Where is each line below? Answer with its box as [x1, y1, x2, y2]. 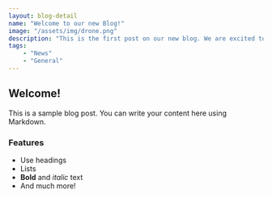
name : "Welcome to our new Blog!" [8, 19, 125, 27]
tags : [8, 42, 27, 50]
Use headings [19, 155, 67, 165]
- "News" [23, 49, 53, 57]
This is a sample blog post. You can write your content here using [8, 108, 227, 118]
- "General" [23, 57, 63, 65]
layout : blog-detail [8, 11, 79, 20]
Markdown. [8, 116, 46, 126]
